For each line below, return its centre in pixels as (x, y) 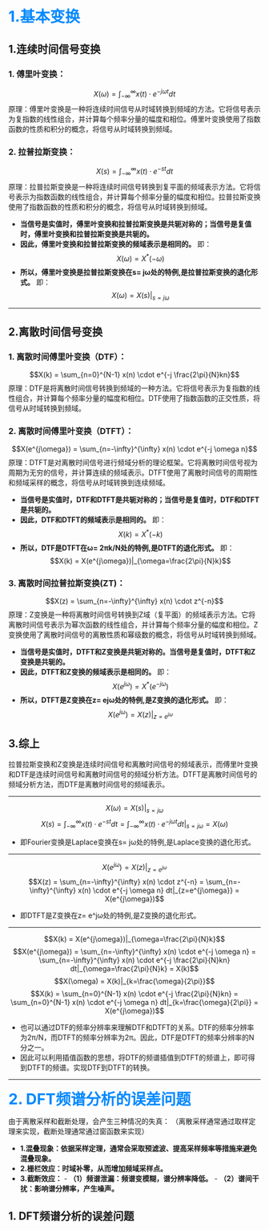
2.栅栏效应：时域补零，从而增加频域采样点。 (94, 1168)
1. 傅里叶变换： (37, 74)
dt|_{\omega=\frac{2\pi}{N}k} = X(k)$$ (134, 968)
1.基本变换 (44, 16)
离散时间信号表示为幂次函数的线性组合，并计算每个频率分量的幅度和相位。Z (133, 625)
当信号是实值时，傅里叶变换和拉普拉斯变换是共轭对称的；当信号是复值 (136, 223)
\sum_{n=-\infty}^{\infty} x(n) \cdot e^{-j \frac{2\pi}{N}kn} (134, 960)
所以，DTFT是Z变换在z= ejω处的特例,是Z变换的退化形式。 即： (124, 700)
